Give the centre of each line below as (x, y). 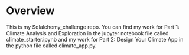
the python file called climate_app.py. (51, 46)
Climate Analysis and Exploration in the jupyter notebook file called (87, 33)
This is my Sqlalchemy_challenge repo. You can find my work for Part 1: (93, 27)
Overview (30, 11)
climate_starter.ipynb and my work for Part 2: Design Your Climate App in (95, 39)
